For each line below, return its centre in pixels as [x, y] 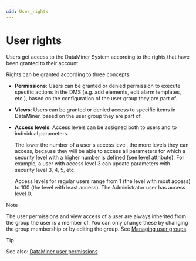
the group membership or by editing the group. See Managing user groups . [97, 229]
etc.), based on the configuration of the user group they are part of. [96, 98]
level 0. [23, 194]
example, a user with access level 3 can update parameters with [92, 163]
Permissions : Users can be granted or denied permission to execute [97, 86]
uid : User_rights [27, 11]
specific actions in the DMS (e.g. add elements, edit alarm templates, [98, 92]
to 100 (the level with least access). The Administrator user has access [100, 187]
